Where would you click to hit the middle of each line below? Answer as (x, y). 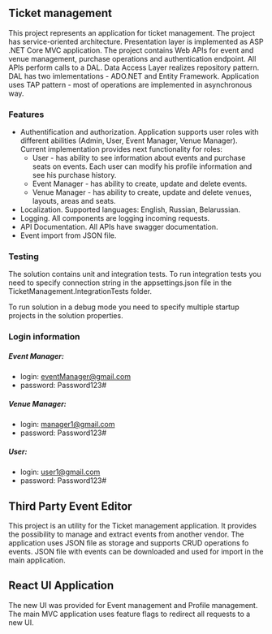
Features (26, 114)
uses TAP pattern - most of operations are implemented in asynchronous (130, 84)
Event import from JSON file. (68, 235)
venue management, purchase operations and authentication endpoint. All (132, 58)
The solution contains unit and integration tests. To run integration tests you (135, 274)
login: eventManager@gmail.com (76, 377)
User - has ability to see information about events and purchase (139, 158)
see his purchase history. (74, 175)
